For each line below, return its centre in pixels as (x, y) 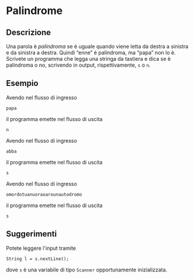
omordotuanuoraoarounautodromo (44, 194)
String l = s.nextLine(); (37, 259)
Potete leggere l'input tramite (41, 248)
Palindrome (34, 11)
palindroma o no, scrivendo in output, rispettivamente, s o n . (78, 65)
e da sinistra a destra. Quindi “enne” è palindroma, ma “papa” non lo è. (91, 53)
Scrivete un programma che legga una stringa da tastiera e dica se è (89, 59)
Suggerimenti (32, 234)
